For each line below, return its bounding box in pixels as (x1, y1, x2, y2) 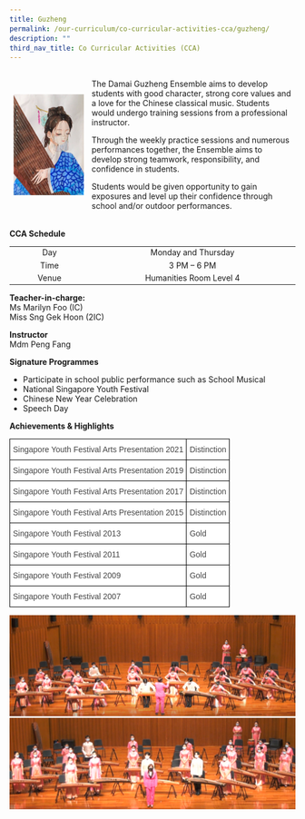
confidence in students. (91, 163, 180, 174)
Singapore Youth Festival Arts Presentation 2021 (13, 445, 184, 455)
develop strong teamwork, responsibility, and (91, 154, 261, 164)
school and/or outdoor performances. (91, 201, 232, 211)
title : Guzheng (9, 15, 67, 24)
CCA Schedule (9, 228, 66, 239)
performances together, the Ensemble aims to (91, 144, 263, 154)
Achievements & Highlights (9, 420, 115, 431)
